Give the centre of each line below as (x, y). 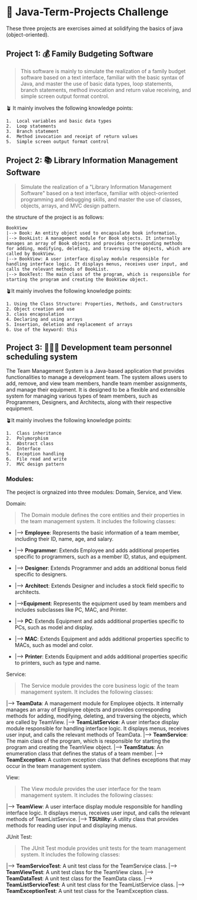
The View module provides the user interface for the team (91, 789)
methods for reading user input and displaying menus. (72, 825)
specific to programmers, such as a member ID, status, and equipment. (101, 556)
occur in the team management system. (54, 766)
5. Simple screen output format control (58, 142)
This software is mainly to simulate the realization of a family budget (103, 71)
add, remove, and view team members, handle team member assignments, (96, 383)
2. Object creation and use (41, 309)
